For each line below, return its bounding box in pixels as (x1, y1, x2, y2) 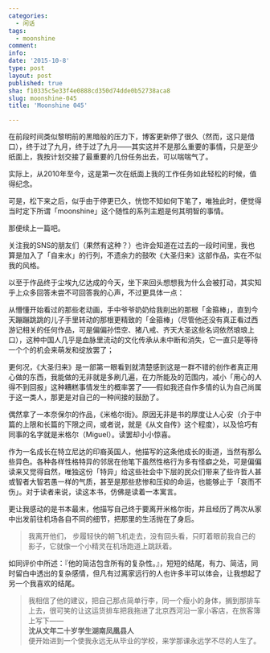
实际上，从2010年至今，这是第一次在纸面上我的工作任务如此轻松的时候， (8, 169, 250, 179)
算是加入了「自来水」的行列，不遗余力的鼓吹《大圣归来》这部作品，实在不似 (8, 250, 262, 260)
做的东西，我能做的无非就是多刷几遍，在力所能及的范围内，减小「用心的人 (14, 372, 262, 382)
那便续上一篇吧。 (8, 223, 65, 234)
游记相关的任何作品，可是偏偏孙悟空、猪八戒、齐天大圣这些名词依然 (8, 325, 234, 335)
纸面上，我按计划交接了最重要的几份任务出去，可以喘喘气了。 (8, 152, 213, 162)
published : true (8, 79, 63, 87)
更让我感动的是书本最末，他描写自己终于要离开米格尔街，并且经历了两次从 (8, 504, 255, 514)
